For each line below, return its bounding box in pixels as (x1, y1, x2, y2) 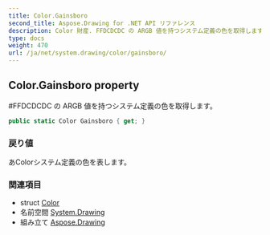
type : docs (8, 34, 45, 43)
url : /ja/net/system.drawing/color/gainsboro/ (8, 49, 167, 57)
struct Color (19, 198, 60, 208)
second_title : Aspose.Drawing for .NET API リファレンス (8, 19, 195, 27)
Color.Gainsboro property (8, 79, 140, 92)
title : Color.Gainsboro (8, 11, 88, 20)
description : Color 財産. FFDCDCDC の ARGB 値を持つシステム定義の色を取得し (8, 26, 252, 34)
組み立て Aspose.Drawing (19, 217, 106, 227)
